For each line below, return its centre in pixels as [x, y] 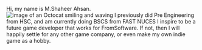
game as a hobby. [29, 41]
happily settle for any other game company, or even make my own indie [96, 34]
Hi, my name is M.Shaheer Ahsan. [49, 9]
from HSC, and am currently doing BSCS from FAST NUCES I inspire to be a [101, 21]
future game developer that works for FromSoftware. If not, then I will [93, 28]
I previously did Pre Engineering [155, 15]
